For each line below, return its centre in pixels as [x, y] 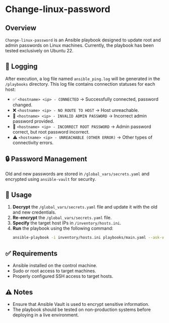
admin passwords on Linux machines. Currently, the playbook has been [79, 45]
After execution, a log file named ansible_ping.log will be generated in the [83, 79]
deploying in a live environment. [46, 315]
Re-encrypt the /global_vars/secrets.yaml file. [62, 218]
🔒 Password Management [46, 159]
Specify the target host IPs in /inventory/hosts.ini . [67, 223]
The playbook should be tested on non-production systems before [82, 309]
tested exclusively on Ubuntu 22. [39, 51]
